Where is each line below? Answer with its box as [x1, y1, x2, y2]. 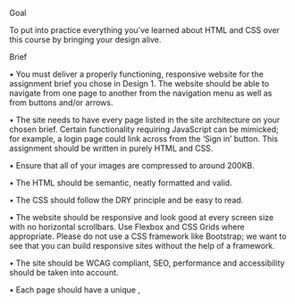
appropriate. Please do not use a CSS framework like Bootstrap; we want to [9, 231, 287, 242]
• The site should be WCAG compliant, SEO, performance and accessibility [9, 258, 285, 268]
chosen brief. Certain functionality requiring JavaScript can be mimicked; [9, 124, 279, 135]
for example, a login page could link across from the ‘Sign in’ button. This [9, 134, 279, 144]
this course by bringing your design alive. [9, 35, 162, 45]
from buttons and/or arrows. [9, 97, 114, 108]
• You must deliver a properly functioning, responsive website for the [9, 69, 264, 79]
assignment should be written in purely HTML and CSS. [9, 143, 214, 153]
